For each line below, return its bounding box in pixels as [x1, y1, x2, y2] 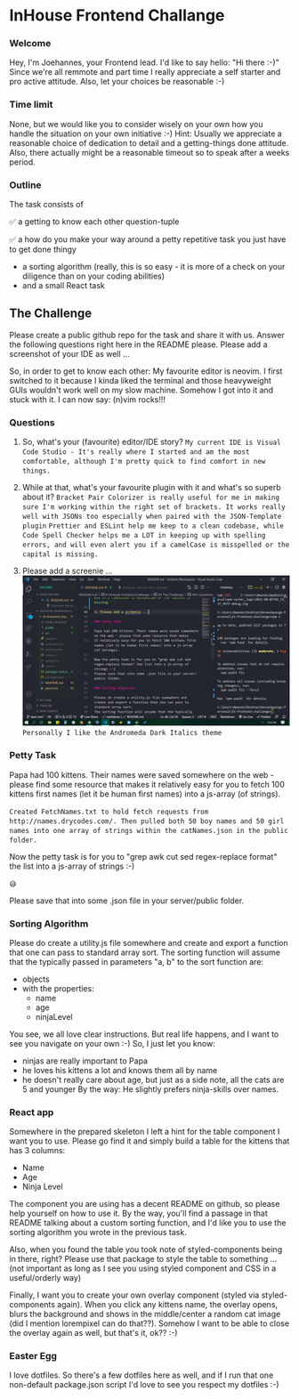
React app [9, 1105, 54, 1118]
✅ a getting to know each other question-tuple [9, 216, 180, 227]
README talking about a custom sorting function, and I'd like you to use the [9, 1217, 287, 1228]
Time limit [9, 99, 53, 111]
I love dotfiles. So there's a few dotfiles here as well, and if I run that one [9, 1370, 274, 1380]
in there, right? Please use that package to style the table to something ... [9, 1254, 278, 1265]
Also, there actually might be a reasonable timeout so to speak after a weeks [9, 147, 290, 158]
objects [21, 974, 51, 984]
